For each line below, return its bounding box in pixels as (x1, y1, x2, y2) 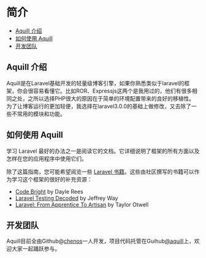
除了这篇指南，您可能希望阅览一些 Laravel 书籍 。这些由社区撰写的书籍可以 (6, 168, 194, 175)
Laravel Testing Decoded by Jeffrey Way (15, 194, 118, 202)
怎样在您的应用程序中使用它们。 (6, 154, 87, 162)
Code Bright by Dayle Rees (15, 188, 84, 195)
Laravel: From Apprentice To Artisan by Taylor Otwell (15, 200, 149, 208)
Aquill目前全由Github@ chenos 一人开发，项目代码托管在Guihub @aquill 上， (6, 237, 194, 245)
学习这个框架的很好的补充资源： (11, 175, 93, 183)
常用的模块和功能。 (17, 110, 66, 117)
